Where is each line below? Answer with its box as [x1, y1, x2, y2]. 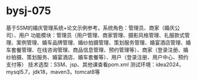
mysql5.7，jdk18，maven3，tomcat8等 [6, 68, 100, 75]
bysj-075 [6, 4, 52, 18]
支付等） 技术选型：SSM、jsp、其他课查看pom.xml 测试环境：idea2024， [6, 60, 185, 68]
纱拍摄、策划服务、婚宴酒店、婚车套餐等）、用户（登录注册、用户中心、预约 [6, 53, 189, 60]
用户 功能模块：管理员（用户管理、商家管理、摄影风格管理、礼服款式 [18, 31, 185, 39]
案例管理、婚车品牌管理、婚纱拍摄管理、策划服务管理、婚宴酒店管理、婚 [16, 39, 191, 46]
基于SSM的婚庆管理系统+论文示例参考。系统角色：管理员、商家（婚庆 [6, 24, 175, 31]
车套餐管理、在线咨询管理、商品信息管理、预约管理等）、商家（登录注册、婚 [6, 46, 189, 53]
